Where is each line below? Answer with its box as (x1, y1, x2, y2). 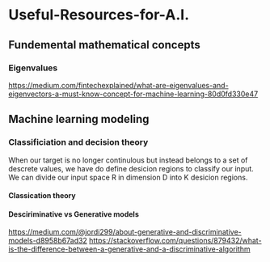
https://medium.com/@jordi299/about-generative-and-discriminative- (8, 227, 243, 237)
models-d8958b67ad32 (8, 236, 87, 246)
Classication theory (8, 191, 76, 201)
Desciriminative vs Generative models (8, 209, 139, 219)
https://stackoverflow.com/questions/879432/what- (88, 236, 262, 246)
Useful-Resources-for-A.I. (8, 6, 190, 24)
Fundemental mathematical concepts (8, 38, 200, 52)
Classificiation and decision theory (8, 137, 149, 148)
